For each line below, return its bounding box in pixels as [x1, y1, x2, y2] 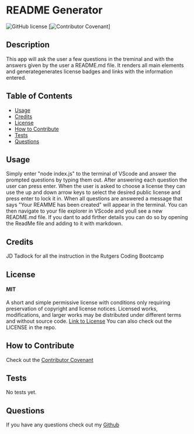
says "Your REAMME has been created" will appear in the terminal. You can [6, 201, 188, 209]
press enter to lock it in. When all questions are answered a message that [6, 195, 183, 202]
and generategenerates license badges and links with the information [6, 68, 174, 75]
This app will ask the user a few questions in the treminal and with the [6, 55, 174, 62]
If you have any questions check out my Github [6, 421, 120, 428]
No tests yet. [6, 389, 37, 396]
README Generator [6, 4, 103, 17]
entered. [6, 74, 26, 81]
